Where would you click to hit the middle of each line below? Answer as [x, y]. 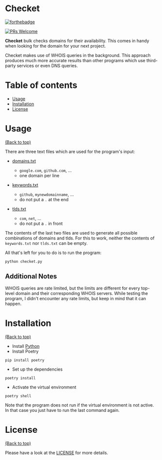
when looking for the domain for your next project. [55, 46]
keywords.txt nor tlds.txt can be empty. [46, 243]
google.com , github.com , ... [45, 170]
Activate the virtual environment [44, 387]
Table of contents [41, 85]
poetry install [20, 378]
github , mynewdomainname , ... [46, 194]
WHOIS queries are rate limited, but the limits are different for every [72, 288]
